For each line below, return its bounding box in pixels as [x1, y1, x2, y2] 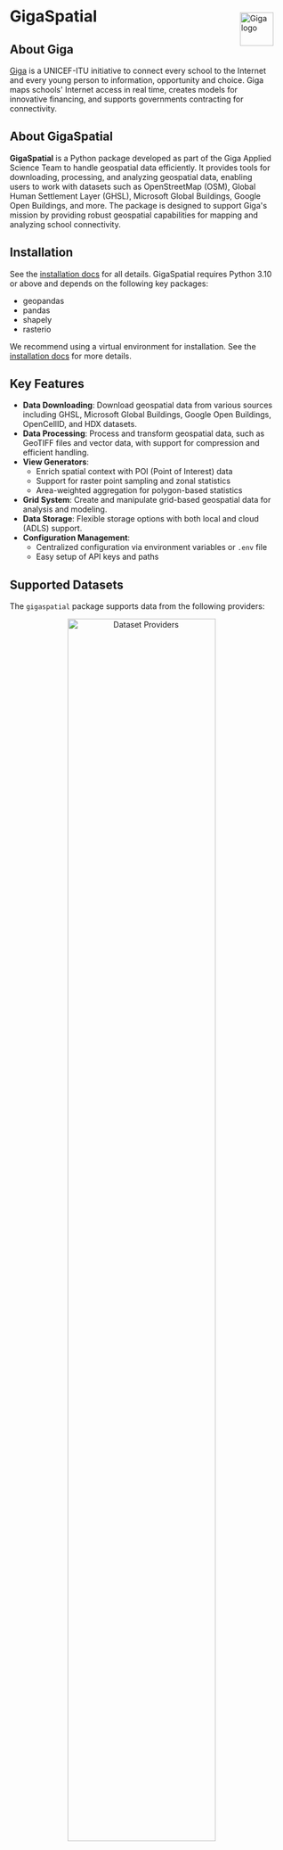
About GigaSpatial [10, 129, 114, 144]
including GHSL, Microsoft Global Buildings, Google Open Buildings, [22, 409, 272, 420]
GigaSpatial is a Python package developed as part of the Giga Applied [10, 152, 272, 163]
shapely [22, 314, 53, 325]
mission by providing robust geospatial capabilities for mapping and [10, 210, 259, 220]
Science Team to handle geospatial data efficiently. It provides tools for [10, 162, 271, 173]
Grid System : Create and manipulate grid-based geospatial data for [22, 495, 271, 506]
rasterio [22, 324, 52, 334]
